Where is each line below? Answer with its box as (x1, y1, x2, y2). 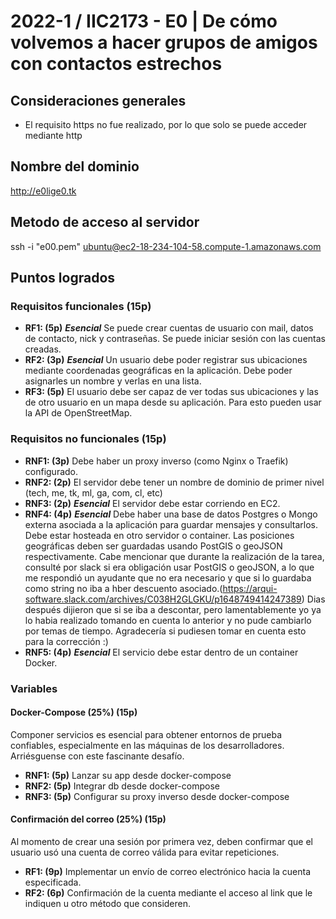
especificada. (24, 876, 82, 888)
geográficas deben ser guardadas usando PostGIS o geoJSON (24, 540, 283, 552)
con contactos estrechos (10, 53, 223, 75)
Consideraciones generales (10, 92, 187, 109)
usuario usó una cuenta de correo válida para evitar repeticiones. (10, 846, 280, 858)
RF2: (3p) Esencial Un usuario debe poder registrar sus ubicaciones (24, 354, 308, 366)
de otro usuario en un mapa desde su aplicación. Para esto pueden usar (24, 396, 322, 409)
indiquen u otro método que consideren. (24, 897, 192, 909)
